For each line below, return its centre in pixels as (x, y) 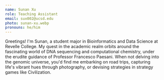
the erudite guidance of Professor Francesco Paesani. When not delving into (82, 57)
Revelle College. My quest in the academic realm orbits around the (72, 47)
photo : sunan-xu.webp (27, 23)
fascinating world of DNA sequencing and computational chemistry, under (80, 52)
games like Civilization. (28, 72)
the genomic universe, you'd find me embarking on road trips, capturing (78, 62)
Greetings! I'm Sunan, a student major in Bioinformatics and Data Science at (82, 41)
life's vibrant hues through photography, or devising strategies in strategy (79, 67)
